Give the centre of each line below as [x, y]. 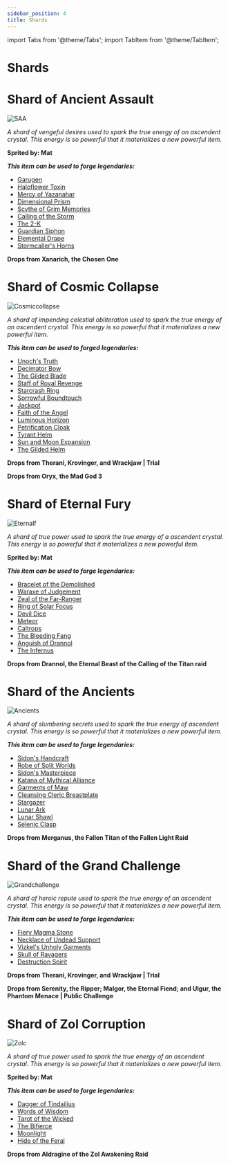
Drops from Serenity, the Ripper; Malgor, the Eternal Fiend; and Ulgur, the [114, 989]
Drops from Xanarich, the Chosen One [63, 259]
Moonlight [31, 1134]
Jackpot [29, 405]
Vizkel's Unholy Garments [54, 947]
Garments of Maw [43, 788]
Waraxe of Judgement [49, 591]
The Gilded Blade [42, 376]
